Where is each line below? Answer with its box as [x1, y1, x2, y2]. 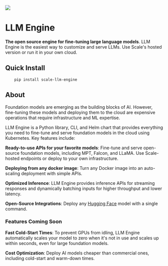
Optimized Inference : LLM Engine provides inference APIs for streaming [5, 180, 155, 186]
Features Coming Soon [5, 218, 62, 225]
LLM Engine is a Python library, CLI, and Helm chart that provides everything [5, 124, 163, 130]
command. [5, 205, 28, 212]
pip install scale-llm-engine [14, 77, 78, 82]
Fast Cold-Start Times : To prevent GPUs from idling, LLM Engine [5, 229, 140, 235]
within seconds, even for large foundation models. [5, 240, 109, 246]
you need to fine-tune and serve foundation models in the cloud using [5, 130, 150, 136]
